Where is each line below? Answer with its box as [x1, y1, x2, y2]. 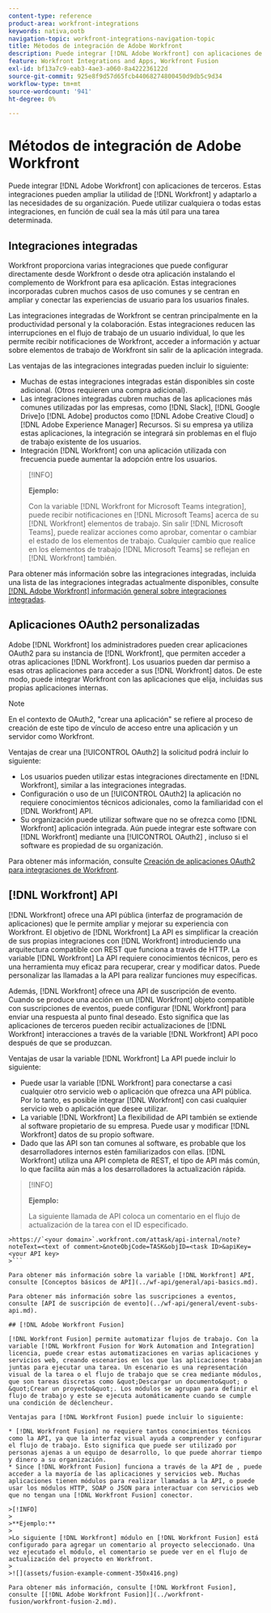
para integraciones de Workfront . [8, 865, 120, 875]
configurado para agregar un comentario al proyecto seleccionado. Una [8, 1541, 255, 1549]
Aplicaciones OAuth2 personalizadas [8, 618, 201, 632]
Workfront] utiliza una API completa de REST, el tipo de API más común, [19, 1155, 260, 1165]
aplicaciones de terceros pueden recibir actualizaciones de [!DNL [8, 1020, 227, 1030]
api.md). [8, 1306, 38, 1314]
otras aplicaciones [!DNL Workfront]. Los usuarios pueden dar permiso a [8, 656, 251, 666]
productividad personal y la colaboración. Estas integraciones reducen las [8, 320, 256, 329]
